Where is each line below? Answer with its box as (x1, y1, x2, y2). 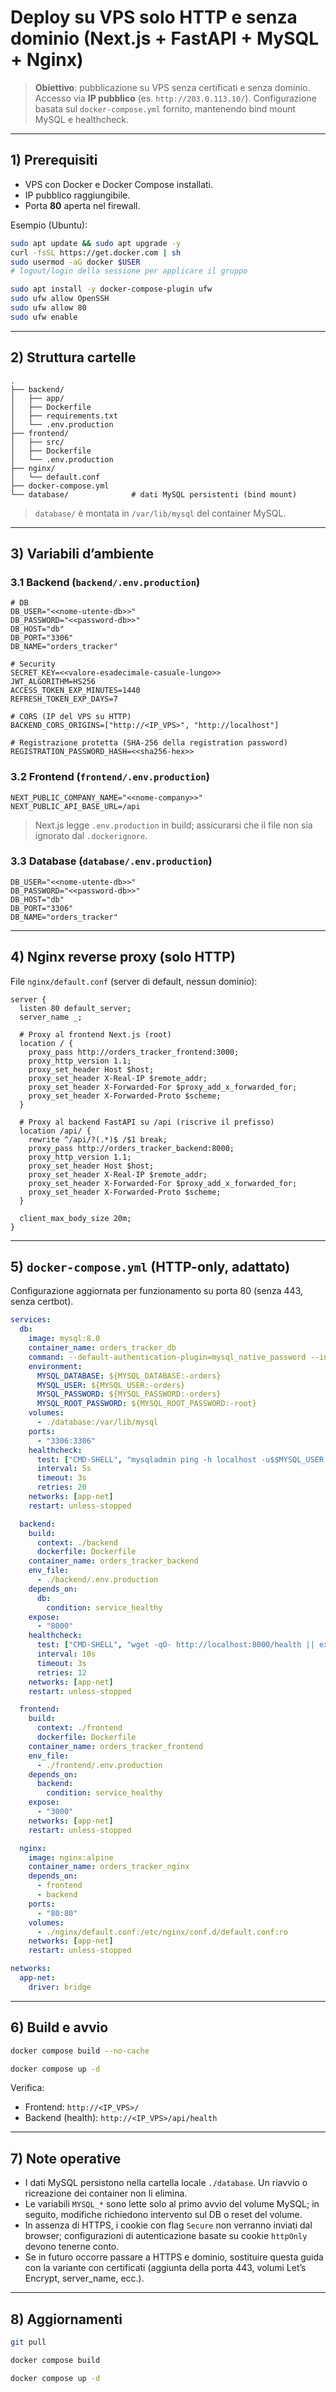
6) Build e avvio (10, 2019, 109, 2036)
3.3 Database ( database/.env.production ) (10, 854, 213, 868)
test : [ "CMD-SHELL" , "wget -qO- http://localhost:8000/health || (36, 1640, 315, 1650)
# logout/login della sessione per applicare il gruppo (10, 266, 248, 276)
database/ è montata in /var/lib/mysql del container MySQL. (34, 507, 287, 519)
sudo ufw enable (10, 312, 78, 322)
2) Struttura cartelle (10, 349, 137, 366)
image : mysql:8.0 (28, 1334, 101, 1344)
